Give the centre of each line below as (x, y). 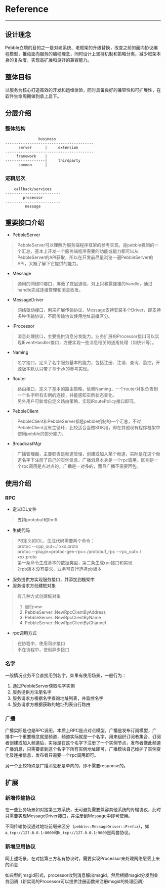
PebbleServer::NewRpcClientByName (63, 618)
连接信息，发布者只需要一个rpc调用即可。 (56, 755)
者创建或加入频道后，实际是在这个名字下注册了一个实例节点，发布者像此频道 (83, 742)
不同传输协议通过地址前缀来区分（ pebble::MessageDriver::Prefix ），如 (77, 826)
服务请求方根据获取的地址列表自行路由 (51, 704)
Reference (27, 9)
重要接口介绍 (25, 222)
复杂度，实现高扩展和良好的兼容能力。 (53, 60)
